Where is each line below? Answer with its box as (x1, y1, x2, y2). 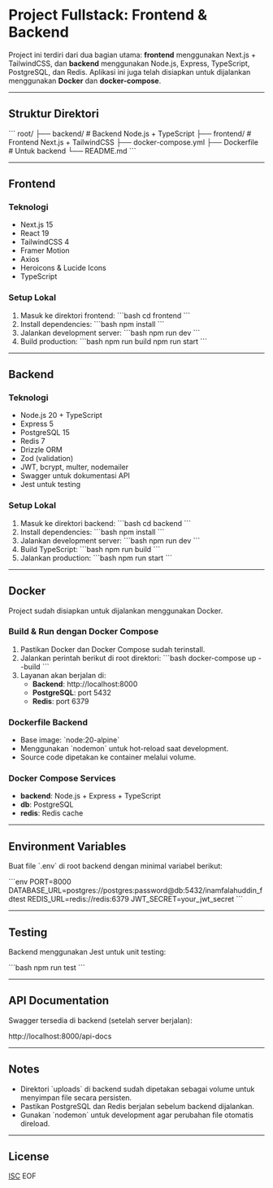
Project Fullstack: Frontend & (8, 6, 208, 24)
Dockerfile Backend (8, 716, 88, 728)
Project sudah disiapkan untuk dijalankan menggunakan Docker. (8, 606, 223, 616)
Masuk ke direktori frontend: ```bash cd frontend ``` (19, 311, 191, 320)
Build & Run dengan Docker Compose (8, 626, 159, 638)
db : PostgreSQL (19, 799, 74, 810)
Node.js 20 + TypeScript (19, 411, 103, 420)
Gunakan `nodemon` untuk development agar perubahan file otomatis (19, 1110, 254, 1120)
